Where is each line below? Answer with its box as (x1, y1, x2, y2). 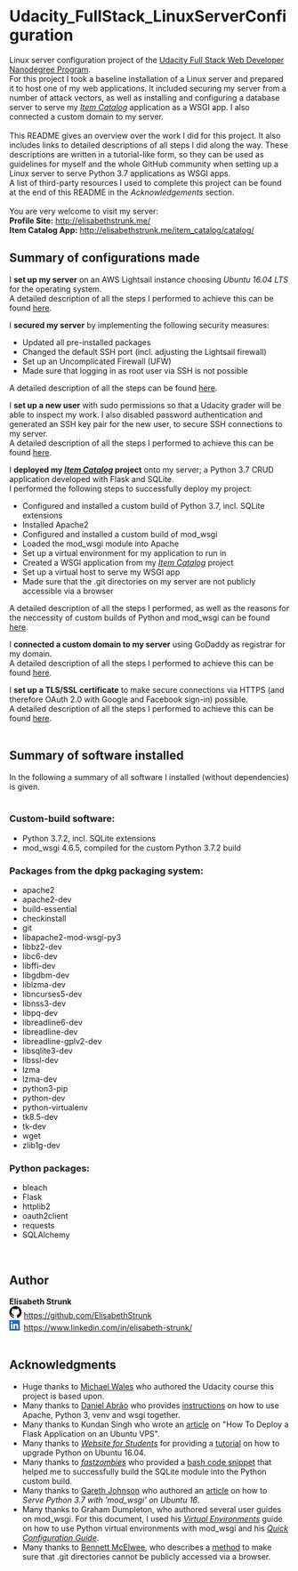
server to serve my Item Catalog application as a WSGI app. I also (9, 101, 251, 112)
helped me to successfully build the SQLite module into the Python (21, 1466, 267, 1477)
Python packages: (9, 1163, 91, 1175)
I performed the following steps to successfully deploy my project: (9, 483, 253, 494)
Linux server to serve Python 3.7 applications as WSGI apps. (9, 167, 231, 179)
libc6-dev (21, 951, 58, 962)
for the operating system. (9, 283, 102, 294)
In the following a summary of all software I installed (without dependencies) (9, 771, 290, 782)
